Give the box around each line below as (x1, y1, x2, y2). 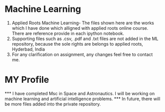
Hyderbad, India (11, 46, 45, 52)
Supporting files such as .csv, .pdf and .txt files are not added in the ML (11, 36, 159, 42)
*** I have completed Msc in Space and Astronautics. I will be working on (4, 90, 155, 96)
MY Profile (4, 74, 49, 85)
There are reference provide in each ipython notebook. (11, 30, 125, 36)
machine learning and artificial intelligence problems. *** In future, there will (4, 96, 161, 102)
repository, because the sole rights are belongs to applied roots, (11, 41, 144, 47)
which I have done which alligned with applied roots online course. (11, 25, 149, 31)
